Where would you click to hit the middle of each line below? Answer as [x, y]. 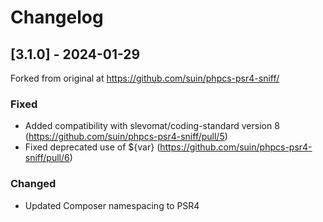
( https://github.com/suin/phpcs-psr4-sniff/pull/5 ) [126, 137]
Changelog [57, 17]
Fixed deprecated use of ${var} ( [92, 147]
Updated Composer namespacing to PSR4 [112, 205]
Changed [33, 184]
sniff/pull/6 [47, 158]
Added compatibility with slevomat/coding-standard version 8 [152, 126]
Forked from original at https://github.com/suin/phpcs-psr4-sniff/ [145, 78]
